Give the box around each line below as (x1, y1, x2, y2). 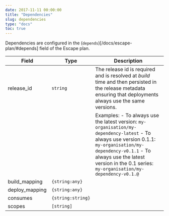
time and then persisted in (95, 79, 157, 86)
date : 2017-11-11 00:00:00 (5, 7, 62, 13)
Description (114, 58, 143, 65)
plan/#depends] (5, 45, 39, 51)
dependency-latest (95, 131, 139, 136)
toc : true (5, 26, 26, 31)
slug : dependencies (5, 17, 46, 22)
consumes (8, 195, 33, 202)
